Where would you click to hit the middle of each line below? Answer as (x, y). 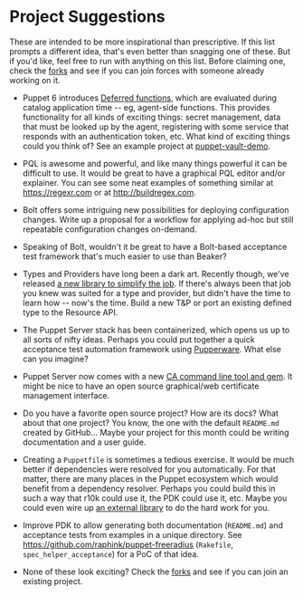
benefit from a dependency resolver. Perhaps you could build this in (149, 488)
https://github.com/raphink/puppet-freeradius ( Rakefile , (128, 544)
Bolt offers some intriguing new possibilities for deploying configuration (156, 209)
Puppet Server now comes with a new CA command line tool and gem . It (157, 376)
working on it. (35, 80)
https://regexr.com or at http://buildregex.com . (109, 192)
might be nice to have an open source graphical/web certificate (141, 386)
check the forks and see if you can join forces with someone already (137, 71)
